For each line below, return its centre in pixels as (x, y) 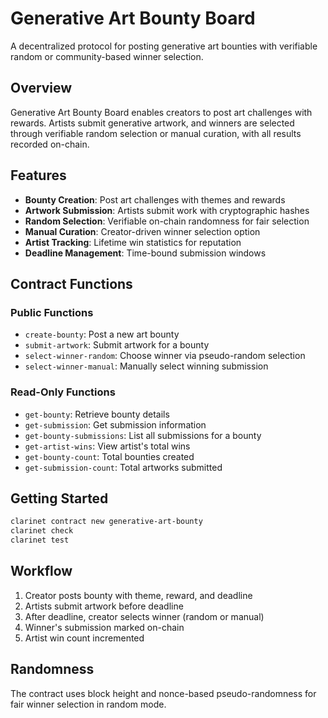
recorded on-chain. (50, 144)
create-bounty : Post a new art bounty (102, 334)
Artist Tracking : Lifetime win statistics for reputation (133, 242)
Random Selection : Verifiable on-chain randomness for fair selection (167, 221)
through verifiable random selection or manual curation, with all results (156, 133)
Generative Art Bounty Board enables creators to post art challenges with (161, 112)
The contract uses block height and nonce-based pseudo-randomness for (163, 693)
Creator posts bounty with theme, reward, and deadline (138, 595)
